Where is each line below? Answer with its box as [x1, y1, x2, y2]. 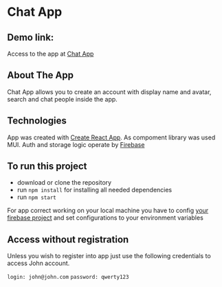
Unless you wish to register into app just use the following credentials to [7, 252, 211, 260]
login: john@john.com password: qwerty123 [7, 274, 129, 281]
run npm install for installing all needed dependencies [16, 186, 173, 194]
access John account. [7, 259, 70, 268]
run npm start [16, 193, 56, 201]
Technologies [7, 115, 67, 127]
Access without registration [7, 233, 129, 245]
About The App [7, 69, 74, 81]
